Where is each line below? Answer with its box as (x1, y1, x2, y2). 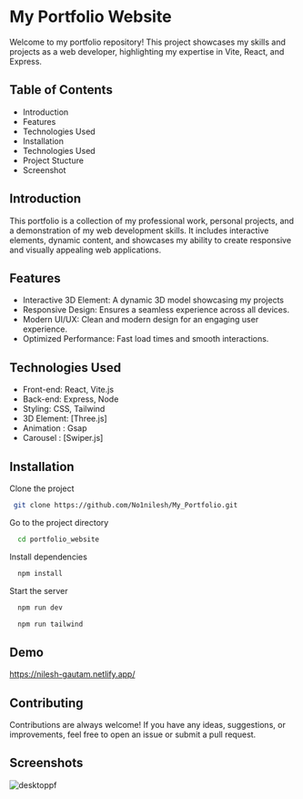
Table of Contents (9, 82, 114, 97)
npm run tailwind (17, 620, 84, 629)
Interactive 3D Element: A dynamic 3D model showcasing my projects (22, 294, 285, 306)
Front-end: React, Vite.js (22, 384, 115, 395)
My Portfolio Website (9, 6, 172, 27)
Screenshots (9, 755, 84, 771)
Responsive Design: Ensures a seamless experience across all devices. (22, 304, 289, 315)
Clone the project (9, 483, 75, 494)
